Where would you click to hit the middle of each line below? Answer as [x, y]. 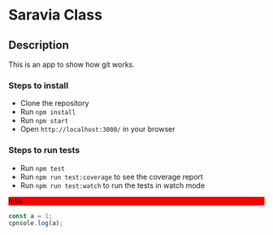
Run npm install [48, 112]
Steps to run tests [44, 150]
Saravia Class [56, 15]
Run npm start [44, 120]
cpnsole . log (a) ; [36, 224]
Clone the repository [54, 103]
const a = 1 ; [30, 216]
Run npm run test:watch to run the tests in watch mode [113, 185]
